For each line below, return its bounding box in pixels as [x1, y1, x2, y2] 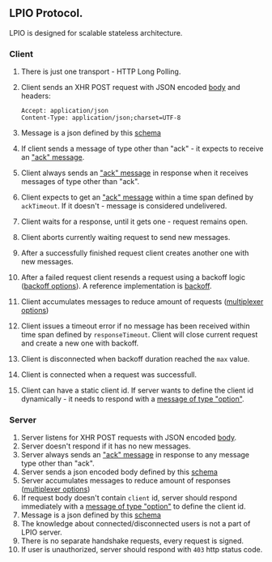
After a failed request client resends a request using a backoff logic [20, 272, 246, 282]
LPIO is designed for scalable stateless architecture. [9, 28, 183, 37]
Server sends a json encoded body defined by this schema [20, 467, 218, 477]
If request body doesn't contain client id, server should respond [20, 493, 237, 503]
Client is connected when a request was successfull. [20, 370, 198, 380]
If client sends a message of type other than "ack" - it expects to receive [20, 144, 264, 153]
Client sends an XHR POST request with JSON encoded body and [20, 83, 241, 92]
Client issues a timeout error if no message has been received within [20, 321, 250, 331]
